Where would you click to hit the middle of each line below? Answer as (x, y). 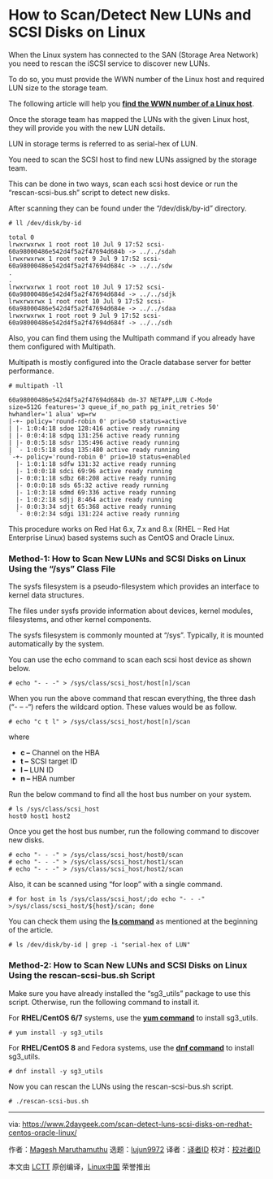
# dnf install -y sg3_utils (56, 1071)
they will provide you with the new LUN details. (87, 128)
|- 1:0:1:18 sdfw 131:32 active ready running (96, 464)
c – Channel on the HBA (60, 753)
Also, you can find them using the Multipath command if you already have (132, 337)
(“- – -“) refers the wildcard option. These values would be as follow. (123, 707)
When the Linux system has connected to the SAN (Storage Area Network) (133, 54)
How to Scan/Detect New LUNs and (130, 15)
